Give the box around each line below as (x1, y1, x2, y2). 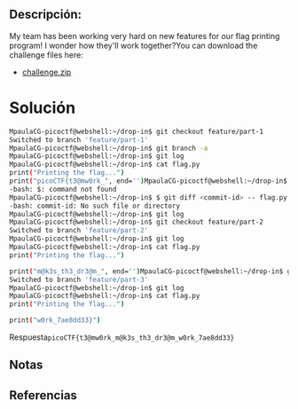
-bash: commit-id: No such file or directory (9, 201, 180, 210)
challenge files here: (9, 49, 84, 60)
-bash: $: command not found (9, 185, 117, 193)
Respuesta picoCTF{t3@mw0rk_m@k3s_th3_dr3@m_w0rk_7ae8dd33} (9, 332, 235, 342)
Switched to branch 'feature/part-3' (9, 275, 149, 284)
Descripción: (9, 7, 82, 22)
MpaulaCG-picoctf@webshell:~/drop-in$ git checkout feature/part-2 (9, 217, 264, 227)
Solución (9, 98, 76, 118)
